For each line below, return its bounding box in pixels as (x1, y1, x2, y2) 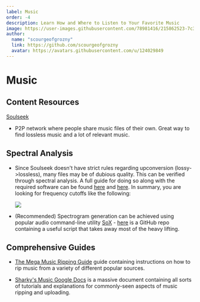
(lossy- (174, 164, 192, 171)
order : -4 (6, 14, 31, 20)
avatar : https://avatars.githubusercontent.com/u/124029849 (11, 48, 164, 54)
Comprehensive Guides (6, 242, 96, 252)
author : (6, 31, 26, 37)
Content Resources (6, 97, 79, 108)
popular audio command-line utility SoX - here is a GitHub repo (14, 219, 170, 226)
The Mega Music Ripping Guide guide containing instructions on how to (14, 258, 190, 266)
